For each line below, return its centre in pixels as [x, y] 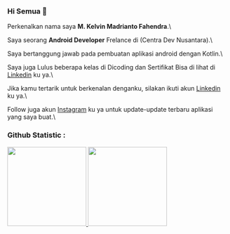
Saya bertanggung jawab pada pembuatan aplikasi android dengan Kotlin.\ [115, 54]
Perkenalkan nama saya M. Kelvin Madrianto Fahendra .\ [89, 27]
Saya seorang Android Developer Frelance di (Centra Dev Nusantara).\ [110, 40]
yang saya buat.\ [32, 117]
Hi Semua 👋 [27, 11]
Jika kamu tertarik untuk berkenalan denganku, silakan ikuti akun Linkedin [114, 89]
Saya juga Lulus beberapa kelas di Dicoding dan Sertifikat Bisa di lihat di [111, 67]
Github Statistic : [36, 135]
